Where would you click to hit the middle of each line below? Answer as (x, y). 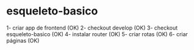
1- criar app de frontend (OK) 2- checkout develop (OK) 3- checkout (92, 28)
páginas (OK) (23, 40)
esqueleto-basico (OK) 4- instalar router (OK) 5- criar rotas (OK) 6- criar (97, 34)
